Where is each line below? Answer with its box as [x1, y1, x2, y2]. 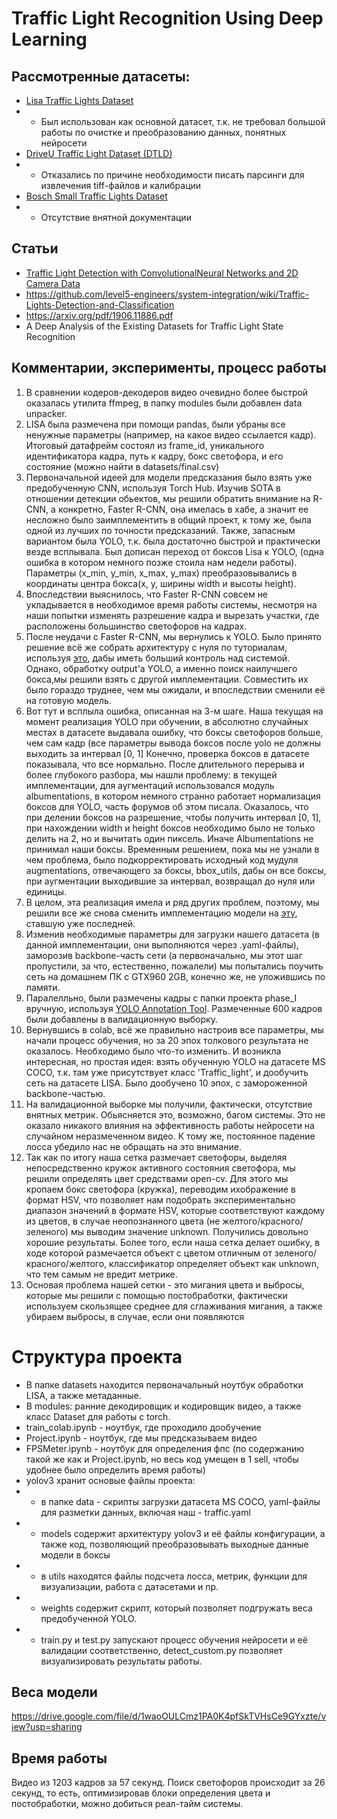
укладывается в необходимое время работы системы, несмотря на [25, 598, 318, 611]
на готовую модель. [25, 694, 112, 706]
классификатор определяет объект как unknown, [109, 1257, 320, 1269]
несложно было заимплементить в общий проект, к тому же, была [25, 513, 312, 526]
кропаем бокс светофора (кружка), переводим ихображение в [25, 1183, 296, 1195]
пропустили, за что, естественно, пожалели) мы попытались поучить [25, 960, 324, 972]
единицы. [25, 885, 68, 897]
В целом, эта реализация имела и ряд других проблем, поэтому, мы [25, 896, 320, 908]
